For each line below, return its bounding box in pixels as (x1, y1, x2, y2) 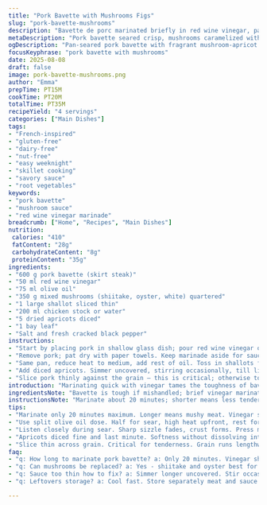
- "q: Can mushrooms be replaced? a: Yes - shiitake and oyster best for (8, 463, 258, 471)
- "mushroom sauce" (8, 204, 73, 212)
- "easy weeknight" (8, 160, 73, 168)
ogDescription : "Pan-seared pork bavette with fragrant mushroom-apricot (8, 41, 258, 49)
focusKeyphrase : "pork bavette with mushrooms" (8, 49, 169, 56)
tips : (8, 403, 26, 412)
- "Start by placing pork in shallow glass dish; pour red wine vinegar (8, 344, 254, 352)
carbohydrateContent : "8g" (11, 248, 102, 256)
